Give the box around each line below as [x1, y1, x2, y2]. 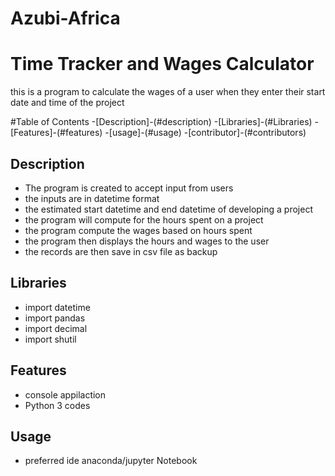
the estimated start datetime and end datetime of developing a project [24, 203, 313, 215]
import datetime [24, 301, 91, 313]
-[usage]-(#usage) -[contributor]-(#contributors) [104, 127, 307, 139]
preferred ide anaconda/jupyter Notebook [24, 455, 198, 467]
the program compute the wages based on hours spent [24, 224, 253, 236]
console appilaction [24, 388, 107, 401]
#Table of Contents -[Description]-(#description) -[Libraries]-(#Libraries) [10, 116, 313, 128]
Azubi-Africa [10, 7, 121, 30]
